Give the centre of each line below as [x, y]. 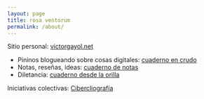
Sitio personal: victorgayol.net [50, 47]
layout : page [26, 14]
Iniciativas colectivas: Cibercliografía [60, 89]
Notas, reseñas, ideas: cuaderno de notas [78, 68]
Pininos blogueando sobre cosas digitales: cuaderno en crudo [107, 60]
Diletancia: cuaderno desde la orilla [68, 75]
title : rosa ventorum [39, 20]
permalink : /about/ [36, 26]
